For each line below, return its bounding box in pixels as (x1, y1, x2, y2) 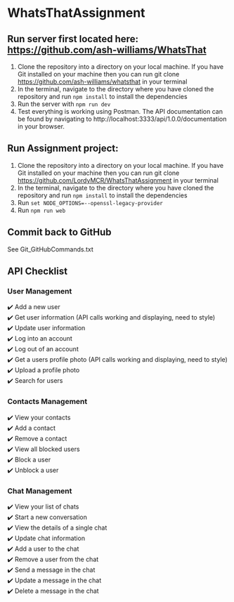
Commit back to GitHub (7, 226, 112, 238)
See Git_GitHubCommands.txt (7, 244, 93, 254)
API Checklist (7, 266, 68, 277)
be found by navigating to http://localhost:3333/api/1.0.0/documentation (17, 114, 227, 123)
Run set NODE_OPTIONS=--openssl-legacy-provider (17, 198, 163, 207)
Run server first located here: (7, 33, 139, 45)
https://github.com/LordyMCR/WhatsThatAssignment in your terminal (17, 176, 219, 184)
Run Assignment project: (7, 143, 119, 155)
